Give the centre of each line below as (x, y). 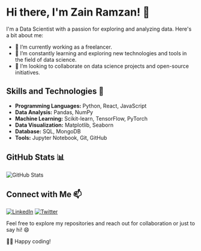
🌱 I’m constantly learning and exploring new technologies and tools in (101, 53)
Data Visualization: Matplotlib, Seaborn (64, 125)
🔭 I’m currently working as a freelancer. (63, 47)
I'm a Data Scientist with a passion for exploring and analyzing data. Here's (99, 29)
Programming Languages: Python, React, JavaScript (81, 106)
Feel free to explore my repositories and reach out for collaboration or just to (100, 223)
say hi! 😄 (18, 230)
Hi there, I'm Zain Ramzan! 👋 (78, 12)
